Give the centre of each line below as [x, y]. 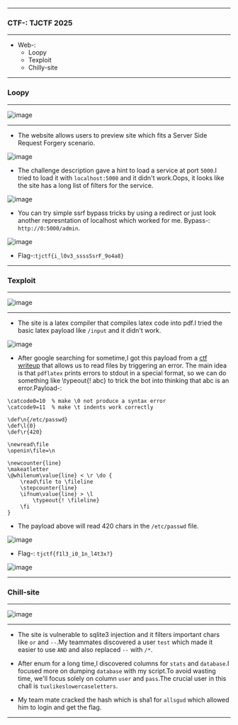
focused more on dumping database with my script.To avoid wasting [117, 671]
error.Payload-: [40, 388]
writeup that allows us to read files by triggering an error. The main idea [122, 365]
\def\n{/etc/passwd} [38, 419]
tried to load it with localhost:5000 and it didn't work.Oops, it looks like [121, 177]
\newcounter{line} [34, 463]
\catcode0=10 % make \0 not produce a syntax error [87, 401]
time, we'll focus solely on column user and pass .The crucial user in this [122, 679]
